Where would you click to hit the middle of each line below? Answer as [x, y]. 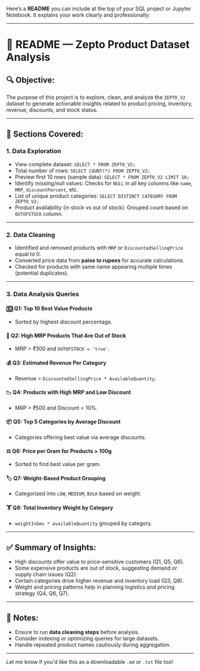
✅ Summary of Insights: [51, 547]
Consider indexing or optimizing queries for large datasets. [87, 639]
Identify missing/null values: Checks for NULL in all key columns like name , [104, 183]
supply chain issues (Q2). [46, 574]
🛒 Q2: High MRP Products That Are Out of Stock [66, 335]
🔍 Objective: [31, 80]
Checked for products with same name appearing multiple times [93, 266]
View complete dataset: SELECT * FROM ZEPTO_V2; [75, 164]
